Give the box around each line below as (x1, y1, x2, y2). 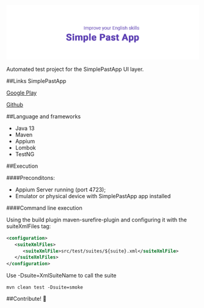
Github (6, 101, 23, 108)
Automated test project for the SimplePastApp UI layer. (6, 65, 144, 73)
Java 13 (15, 124, 35, 132)
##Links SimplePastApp (6, 77, 67, 84)
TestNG (15, 150, 35, 157)
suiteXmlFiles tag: (6, 222, 51, 230)
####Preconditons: (6, 174, 55, 181)
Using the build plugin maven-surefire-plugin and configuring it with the (6, 216, 188, 223)
